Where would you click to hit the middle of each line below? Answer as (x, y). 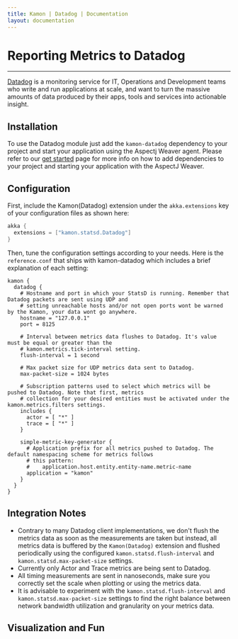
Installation (33, 126)
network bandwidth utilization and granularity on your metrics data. (116, 606)
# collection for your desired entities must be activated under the (125, 398)
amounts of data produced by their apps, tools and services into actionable (117, 97)
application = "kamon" (59, 473)
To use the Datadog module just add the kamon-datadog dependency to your (118, 144)
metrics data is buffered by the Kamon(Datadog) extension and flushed (119, 545)
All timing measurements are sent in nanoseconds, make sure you (114, 575)
